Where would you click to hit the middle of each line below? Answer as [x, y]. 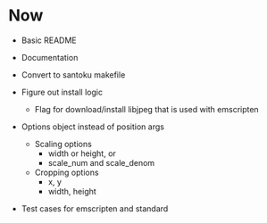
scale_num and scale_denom [101, 162]
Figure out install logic [62, 92]
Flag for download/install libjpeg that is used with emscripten [147, 109]
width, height [72, 191]
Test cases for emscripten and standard [95, 208]
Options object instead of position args [92, 127]
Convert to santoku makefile [73, 74]
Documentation [50, 57]
